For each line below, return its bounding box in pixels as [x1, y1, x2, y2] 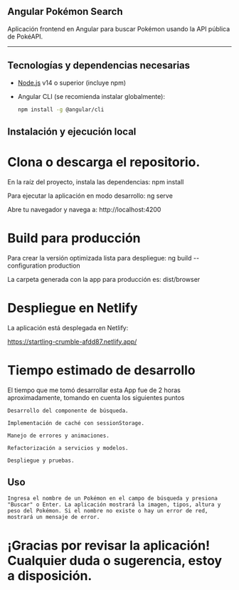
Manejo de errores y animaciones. [7, 432, 110, 439]
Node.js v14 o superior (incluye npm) [17, 78, 127, 87]
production [48, 261, 80, 270]
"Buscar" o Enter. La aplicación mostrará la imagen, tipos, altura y [7, 501, 221, 508]
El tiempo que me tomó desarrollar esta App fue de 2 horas [7, 386, 181, 394]
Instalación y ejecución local [7, 125, 137, 137]
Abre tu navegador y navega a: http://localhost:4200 [7, 205, 161, 214]
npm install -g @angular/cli [17, 106, 105, 113]
